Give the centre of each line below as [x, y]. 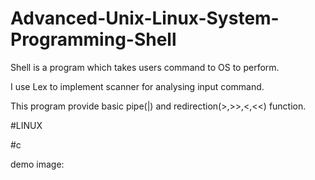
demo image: [37, 164]
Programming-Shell [93, 39]
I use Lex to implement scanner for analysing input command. [137, 86]
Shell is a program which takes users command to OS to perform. [145, 67]
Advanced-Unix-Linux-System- [145, 18]
